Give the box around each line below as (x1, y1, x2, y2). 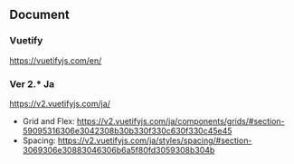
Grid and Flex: (22, 115, 75, 126)
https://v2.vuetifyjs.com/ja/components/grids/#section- (76, 115, 285, 126)
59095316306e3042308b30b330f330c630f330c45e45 (22, 125, 232, 136)
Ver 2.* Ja (9, 77, 55, 90)
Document (9, 7, 70, 23)
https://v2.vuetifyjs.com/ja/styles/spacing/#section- (57, 135, 252, 146)
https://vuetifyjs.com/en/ (9, 54, 102, 66)
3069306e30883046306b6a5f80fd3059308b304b (22, 144, 215, 155)
